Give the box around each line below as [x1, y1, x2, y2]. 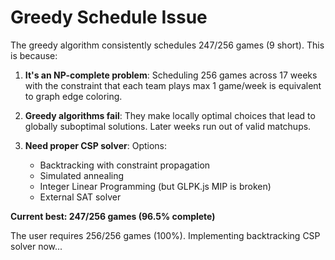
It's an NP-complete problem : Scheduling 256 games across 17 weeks [24, 69, 318, 81]
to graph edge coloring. [24, 90, 123, 102]
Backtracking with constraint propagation [39, 159, 211, 171]
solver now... [10, 240, 63, 252]
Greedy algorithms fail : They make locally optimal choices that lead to [24, 109, 316, 121]
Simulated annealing [39, 169, 125, 181]
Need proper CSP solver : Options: [24, 139, 168, 151]
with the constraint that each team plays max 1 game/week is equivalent [24, 79, 322, 91]
